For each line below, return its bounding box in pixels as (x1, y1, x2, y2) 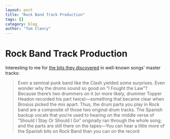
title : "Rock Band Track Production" (5, 12, 85, 17)
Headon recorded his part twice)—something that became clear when (17, 96, 164, 102)
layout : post (5, 7, 33, 13)
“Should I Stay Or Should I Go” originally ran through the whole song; (17, 117, 162, 124)
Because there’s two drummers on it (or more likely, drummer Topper (17, 90, 162, 97)
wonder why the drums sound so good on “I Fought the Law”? (17, 85, 148, 91)
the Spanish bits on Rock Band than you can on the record (17, 128, 140, 134)
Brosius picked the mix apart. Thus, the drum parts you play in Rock (17, 102, 160, 108)
